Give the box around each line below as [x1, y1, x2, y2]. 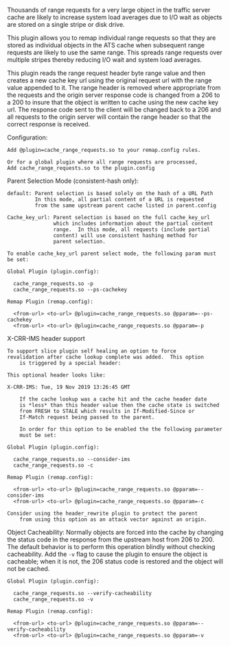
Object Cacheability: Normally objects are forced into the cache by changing [7, 528, 224, 536]
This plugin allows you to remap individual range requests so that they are [7, 34, 216, 42]
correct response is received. [7, 120, 91, 128]
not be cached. [7, 565, 50, 572]
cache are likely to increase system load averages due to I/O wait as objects [7, 13, 222, 21]
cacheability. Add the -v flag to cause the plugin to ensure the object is [7, 550, 208, 558]
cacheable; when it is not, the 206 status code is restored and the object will [7, 557, 223, 566]
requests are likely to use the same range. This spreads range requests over [7, 48, 222, 56]
